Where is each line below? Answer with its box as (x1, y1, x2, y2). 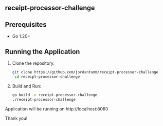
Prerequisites (5, 20, 47, 29)
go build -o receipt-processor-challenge (12, 92, 98, 97)
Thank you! (5, 115, 28, 121)
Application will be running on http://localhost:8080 (5, 106, 109, 111)
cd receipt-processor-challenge (14, 74, 80, 79)
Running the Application (5, 47, 80, 55)
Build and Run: (12, 83, 41, 89)
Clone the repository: (12, 60, 55, 66)
